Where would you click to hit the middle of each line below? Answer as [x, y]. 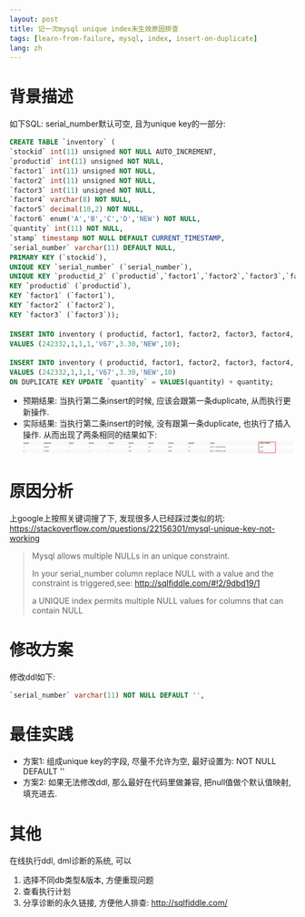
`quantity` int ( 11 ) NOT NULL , [67, 229]
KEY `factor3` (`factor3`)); [64, 315]
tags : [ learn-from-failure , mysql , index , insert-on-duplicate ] [133, 38]
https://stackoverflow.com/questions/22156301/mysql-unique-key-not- [143, 529]
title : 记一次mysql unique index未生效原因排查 [94, 29]
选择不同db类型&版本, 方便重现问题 [88, 880]
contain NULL [57, 610]
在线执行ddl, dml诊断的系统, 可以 [70, 861]
